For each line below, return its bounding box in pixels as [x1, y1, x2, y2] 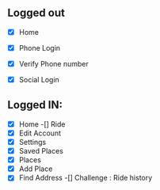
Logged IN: [7, 98, 63, 112]
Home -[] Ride [18, 119, 66, 129]
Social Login [18, 75, 60, 84]
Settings [18, 138, 47, 146]
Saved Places [18, 146, 64, 156]
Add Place [18, 164, 53, 173]
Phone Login [18, 43, 61, 52]
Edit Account [18, 128, 61, 138]
